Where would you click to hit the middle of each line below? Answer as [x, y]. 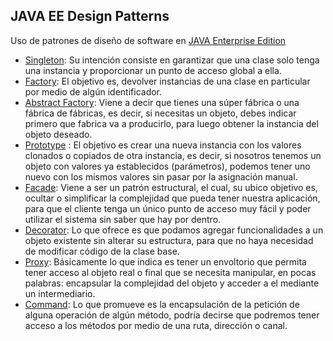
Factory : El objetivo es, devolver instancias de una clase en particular [167, 81]
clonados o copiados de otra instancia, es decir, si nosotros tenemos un [173, 155]
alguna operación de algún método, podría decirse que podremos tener [172, 315]
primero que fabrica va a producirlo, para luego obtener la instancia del [171, 123]
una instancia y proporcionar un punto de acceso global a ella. [153, 70]
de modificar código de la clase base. [102, 251]
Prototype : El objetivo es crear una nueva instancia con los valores [163, 145]
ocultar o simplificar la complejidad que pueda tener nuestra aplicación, [172, 198]
